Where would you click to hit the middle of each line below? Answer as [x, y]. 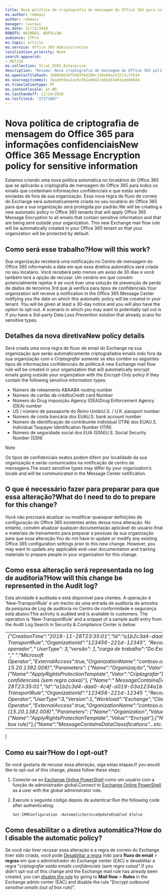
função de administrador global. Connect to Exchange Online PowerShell [87, 785]
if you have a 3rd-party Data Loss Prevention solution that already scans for [83, 315]
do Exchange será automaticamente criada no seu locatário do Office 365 [81, 202]
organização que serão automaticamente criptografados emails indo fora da [83, 353]
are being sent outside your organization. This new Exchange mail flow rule [82, 223]
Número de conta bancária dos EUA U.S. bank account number [77, 416]
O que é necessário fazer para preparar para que [82, 489]
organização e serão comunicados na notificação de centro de [70, 462]
